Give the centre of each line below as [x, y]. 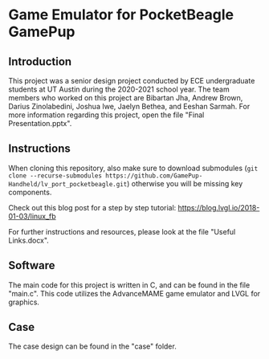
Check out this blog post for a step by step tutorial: [92, 207]
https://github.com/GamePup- [154, 175]
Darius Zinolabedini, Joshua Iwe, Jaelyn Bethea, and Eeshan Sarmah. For [129, 106]
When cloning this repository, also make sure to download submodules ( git [133, 168]
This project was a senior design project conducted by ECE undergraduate [132, 81]
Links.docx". [29, 240]
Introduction [40, 61]
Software [32, 265]
